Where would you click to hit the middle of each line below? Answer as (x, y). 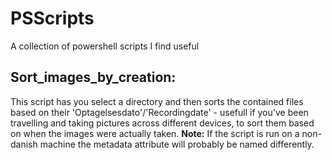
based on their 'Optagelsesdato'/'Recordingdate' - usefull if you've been (159, 112)
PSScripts (52, 18)
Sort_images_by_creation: (93, 77)
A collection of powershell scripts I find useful (105, 46)
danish (24, 144)
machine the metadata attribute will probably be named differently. (177, 144)
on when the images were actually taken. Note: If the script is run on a (155, 133)
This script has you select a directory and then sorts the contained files (157, 101)
